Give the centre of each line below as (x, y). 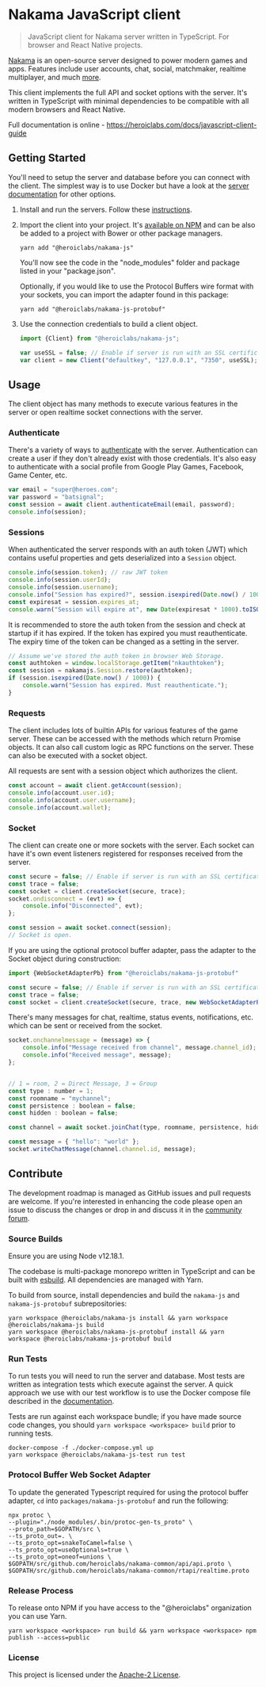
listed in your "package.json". (68, 270)
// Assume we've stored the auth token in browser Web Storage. (116, 656)
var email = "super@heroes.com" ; (63, 490)
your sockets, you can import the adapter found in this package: (124, 294)
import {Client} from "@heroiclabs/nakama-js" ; (99, 339)
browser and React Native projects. (85, 44)
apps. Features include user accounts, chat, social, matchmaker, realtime (127, 68)
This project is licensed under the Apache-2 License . (95, 1675)
